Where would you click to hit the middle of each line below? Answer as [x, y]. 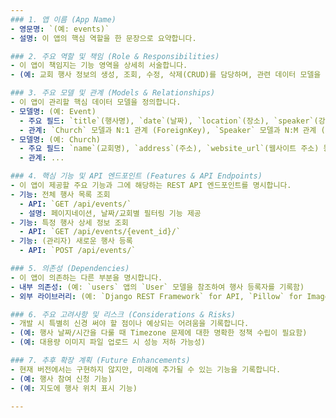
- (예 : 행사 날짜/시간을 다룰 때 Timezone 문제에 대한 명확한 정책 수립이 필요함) [159, 333]
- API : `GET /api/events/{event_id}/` [100, 232]
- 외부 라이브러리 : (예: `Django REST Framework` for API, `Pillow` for [156, 296]
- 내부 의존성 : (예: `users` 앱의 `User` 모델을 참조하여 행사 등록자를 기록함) [157, 287]
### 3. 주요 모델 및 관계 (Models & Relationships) [113, 93]
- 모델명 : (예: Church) [56, 139]
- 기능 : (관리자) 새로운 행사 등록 [71, 241]
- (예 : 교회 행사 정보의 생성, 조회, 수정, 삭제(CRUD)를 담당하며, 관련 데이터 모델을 [166, 75]
